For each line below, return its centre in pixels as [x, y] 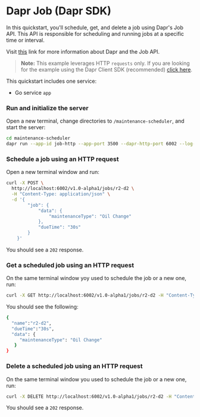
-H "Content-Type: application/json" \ [61, 194]
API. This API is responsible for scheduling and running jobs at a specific [95, 33]
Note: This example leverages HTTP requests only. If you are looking [105, 63]
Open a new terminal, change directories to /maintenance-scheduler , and [95, 121]
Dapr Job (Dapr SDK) [59, 11]
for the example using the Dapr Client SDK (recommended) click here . [106, 69]
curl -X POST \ [25, 183]
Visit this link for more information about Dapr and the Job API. [83, 51]
